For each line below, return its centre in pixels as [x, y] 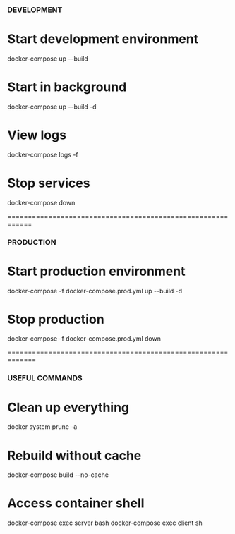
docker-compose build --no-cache [58, 475]
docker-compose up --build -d [52, 107]
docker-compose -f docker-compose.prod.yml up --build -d [95, 291]
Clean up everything [68, 407]
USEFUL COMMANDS [45, 378]
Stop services [49, 183]
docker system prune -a [42, 427]
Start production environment [96, 271]
